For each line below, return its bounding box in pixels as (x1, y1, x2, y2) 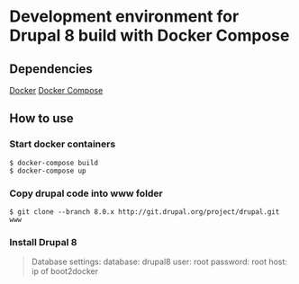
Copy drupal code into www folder (9, 187, 164, 200)
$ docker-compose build (9, 158, 99, 167)
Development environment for (9, 6, 240, 27)
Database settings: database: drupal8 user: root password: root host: (31, 256, 288, 267)
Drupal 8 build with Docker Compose (9, 25, 290, 46)
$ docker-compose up (9, 166, 87, 175)
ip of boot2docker (31, 266, 99, 277)
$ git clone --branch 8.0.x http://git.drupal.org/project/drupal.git (9, 207, 280, 217)
